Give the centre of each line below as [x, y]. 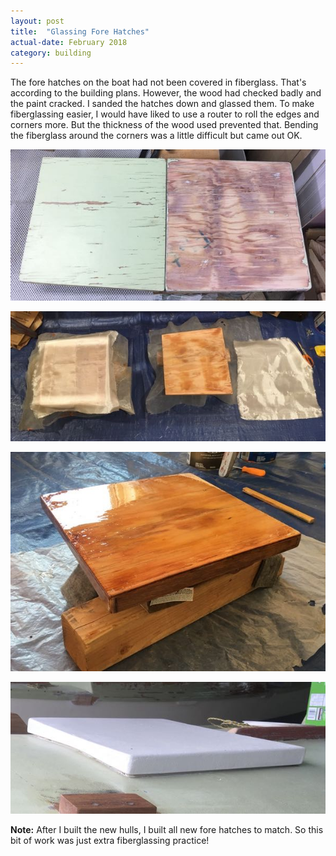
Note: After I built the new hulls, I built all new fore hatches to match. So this [167, 830]
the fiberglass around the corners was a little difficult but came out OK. [156, 136]
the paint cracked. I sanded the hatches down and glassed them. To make [162, 104]
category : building [51, 53]
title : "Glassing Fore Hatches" [80, 31]
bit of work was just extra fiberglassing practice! [110, 841]
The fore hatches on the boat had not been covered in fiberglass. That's [158, 82]
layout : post [37, 21]
